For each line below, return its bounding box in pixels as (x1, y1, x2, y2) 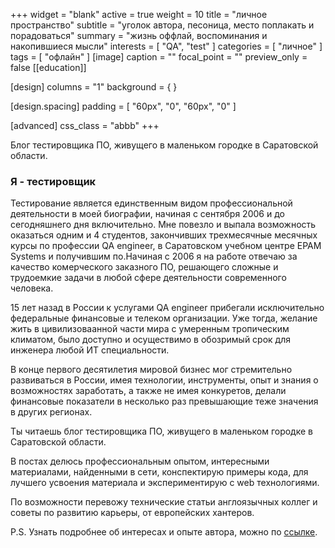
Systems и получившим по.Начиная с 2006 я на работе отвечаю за (10, 250, 298, 263)
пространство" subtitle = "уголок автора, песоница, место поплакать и (10, 19, 315, 31)
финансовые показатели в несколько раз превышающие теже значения (10, 395, 319, 408)
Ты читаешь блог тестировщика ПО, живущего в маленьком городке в (10, 425, 313, 438)
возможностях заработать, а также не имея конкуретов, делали (10, 385, 287, 397)
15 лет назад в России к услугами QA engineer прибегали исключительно (10, 302, 325, 314)
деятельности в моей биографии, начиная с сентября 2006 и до (10, 208, 285, 220)
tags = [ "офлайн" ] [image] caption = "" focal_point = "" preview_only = (10, 51, 308, 63)
